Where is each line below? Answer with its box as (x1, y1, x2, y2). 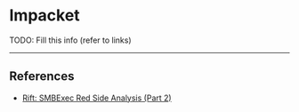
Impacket (9, 5, 80, 26)
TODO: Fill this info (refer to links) (9, 35, 132, 45)
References (9, 68, 75, 84)
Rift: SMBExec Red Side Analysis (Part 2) (21, 92, 172, 103)
